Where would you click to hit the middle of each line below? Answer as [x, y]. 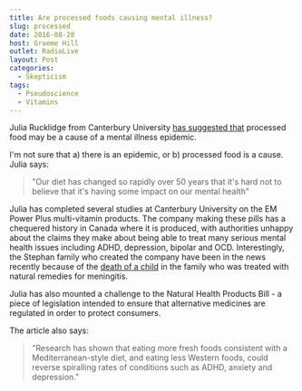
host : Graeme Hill [44, 43]
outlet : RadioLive [44, 52]
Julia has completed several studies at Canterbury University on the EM [143, 209]
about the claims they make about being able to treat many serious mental [148, 238]
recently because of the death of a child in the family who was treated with [149, 267]
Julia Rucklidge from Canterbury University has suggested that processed [148, 128]
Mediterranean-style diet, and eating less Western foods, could [150, 358]
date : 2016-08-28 [42, 34]
